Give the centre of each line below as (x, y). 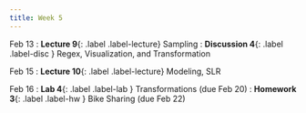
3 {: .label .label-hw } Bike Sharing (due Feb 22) (97, 98)
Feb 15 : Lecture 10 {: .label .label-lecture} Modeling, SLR (115, 71)
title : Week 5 (36, 18)
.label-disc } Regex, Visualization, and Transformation (110, 53)
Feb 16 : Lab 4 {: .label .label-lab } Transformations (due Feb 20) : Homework (153, 88)
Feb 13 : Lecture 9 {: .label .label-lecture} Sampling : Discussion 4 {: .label (147, 44)
